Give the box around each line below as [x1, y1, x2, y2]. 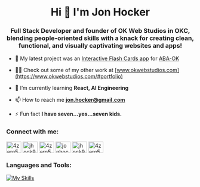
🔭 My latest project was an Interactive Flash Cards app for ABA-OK [14, 55, 180, 62]
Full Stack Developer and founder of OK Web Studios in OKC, [10, 27, 190, 35]
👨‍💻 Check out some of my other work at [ [14, 67, 117, 74]
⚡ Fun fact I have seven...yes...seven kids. [14, 110, 122, 118]
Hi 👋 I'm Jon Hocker [50, 5, 150, 19]
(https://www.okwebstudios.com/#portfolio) [14, 73, 124, 80]
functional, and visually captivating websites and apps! [18, 42, 183, 50]
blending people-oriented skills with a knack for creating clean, [7, 34, 194, 42]
